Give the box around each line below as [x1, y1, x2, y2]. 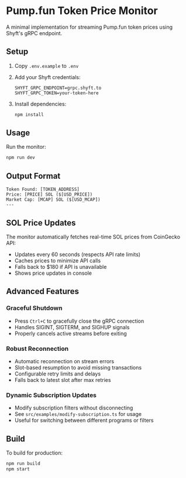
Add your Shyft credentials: [14, 73, 81, 80]
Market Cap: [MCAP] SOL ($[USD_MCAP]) [6, 197, 101, 203]
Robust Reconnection [6, 344, 69, 353]
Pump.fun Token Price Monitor [6, 4, 158, 18]
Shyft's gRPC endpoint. [6, 29, 63, 36]
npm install [14, 111, 44, 118]
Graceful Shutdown [6, 304, 63, 312]
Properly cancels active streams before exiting [14, 330, 127, 337]
